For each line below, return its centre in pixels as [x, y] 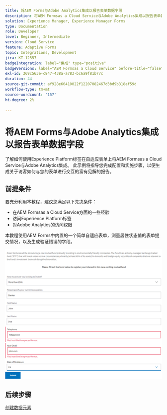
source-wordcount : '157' [31, 95]
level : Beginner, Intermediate [38, 37]
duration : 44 [19, 79]
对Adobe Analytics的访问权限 [42, 225]
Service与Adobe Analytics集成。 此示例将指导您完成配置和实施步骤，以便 [80, 165]
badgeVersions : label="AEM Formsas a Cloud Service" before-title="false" [84, 68]
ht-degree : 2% [20, 100]
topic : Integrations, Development [41, 52]
